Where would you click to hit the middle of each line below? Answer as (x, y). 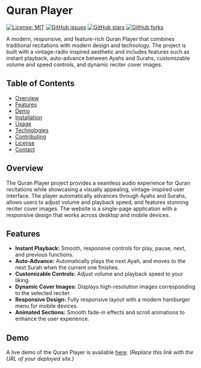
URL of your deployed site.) (40, 359)
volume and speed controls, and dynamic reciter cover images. (84, 65)
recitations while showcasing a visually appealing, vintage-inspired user (95, 189)
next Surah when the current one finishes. (67, 268)
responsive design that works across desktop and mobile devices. (88, 215)
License (25, 143)
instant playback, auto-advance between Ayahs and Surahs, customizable (98, 58)
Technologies (32, 130)
